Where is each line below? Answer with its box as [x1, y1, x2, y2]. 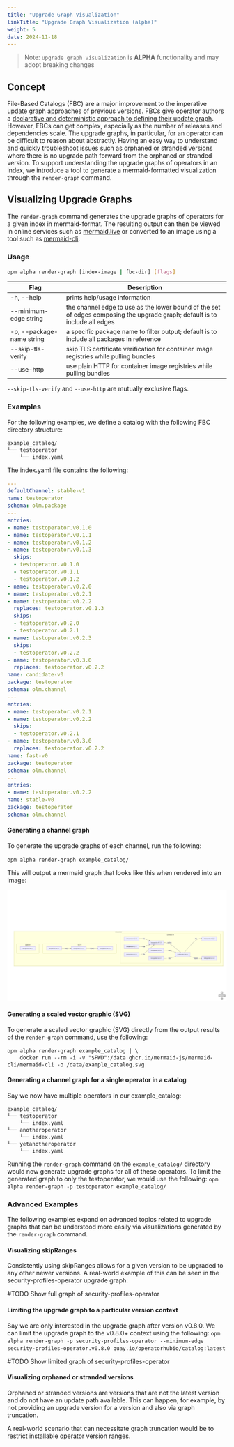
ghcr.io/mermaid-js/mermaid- [128, 1054, 214, 1061]
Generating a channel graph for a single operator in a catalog [7, 1076, 187, 1084]
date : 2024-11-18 [7, 33, 58, 40]
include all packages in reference [65, 335, 162, 343]
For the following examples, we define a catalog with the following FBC [7, 418, 211, 426]
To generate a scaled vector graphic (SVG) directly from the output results [7, 1025, 221, 1033]
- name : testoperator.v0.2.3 [7, 635, 92, 642]
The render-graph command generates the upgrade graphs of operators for [7, 212, 224, 220]
